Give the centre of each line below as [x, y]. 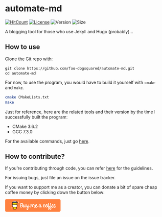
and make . [15, 87]
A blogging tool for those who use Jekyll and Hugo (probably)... [69, 31]
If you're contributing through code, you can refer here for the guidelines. [79, 168]
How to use [23, 47]
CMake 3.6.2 [25, 126]
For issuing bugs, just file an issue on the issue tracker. [60, 178]
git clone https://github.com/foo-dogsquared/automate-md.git [70, 68]
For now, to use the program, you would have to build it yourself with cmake [80, 82]
